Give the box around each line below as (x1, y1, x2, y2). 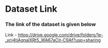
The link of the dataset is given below (5, 21, 96, 28)
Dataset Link (5, 3, 57, 15)
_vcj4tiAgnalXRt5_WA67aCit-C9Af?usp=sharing (5, 37, 101, 43)
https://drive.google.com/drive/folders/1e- (18, 32, 103, 38)
